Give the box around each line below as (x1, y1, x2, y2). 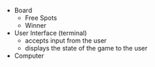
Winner (24, 21, 46, 29)
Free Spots (24, 14, 57, 22)
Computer (14, 51, 44, 60)
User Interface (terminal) (14, 29, 87, 37)
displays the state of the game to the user (24, 44, 148, 52)
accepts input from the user (24, 36, 107, 45)
